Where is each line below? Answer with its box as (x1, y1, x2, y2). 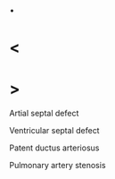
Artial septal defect (9, 108, 79, 119)
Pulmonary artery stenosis (9, 160, 106, 171)
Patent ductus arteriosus (9, 142, 100, 153)
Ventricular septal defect (9, 125, 100, 136)
